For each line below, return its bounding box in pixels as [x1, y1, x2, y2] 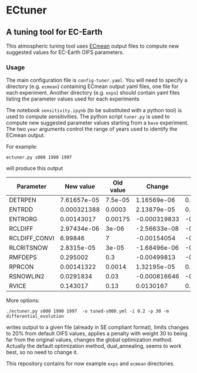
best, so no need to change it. [6, 349, 78, 356]
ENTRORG [9, 215, 38, 223]
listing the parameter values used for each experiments [6, 95, 140, 103]
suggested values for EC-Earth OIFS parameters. [6, 49, 124, 56]
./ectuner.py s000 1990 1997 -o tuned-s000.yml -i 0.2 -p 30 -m [6, 308, 169, 314]
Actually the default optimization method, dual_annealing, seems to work [6, 342, 182, 350]
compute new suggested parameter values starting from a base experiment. [6, 119, 189, 126]
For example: [6, 143, 38, 150]
